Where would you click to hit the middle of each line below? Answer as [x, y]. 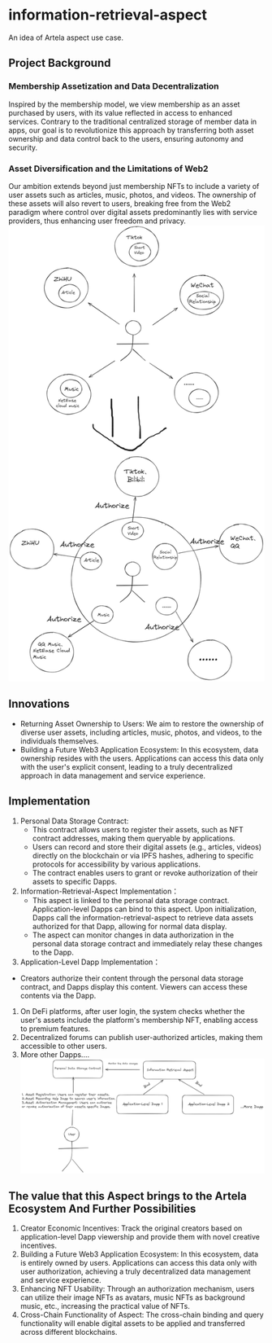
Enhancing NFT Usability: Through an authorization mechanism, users [137, 1289]
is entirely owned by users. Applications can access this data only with [138, 1263]
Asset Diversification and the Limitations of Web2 [108, 169]
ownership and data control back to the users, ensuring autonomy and [126, 138]
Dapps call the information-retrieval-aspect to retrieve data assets [143, 917]
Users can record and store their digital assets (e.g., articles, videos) [147, 847]
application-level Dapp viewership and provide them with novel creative [140, 1237]
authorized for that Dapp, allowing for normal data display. [130, 926]
